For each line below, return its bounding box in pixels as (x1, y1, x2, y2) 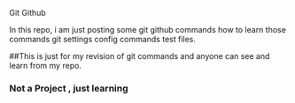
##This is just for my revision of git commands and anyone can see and (9, 51, 270, 61)
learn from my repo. (9, 61, 82, 70)
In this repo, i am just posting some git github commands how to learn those (9, 25, 286, 34)
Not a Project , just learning (9, 82, 128, 94)
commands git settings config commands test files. (9, 34, 197, 44)
